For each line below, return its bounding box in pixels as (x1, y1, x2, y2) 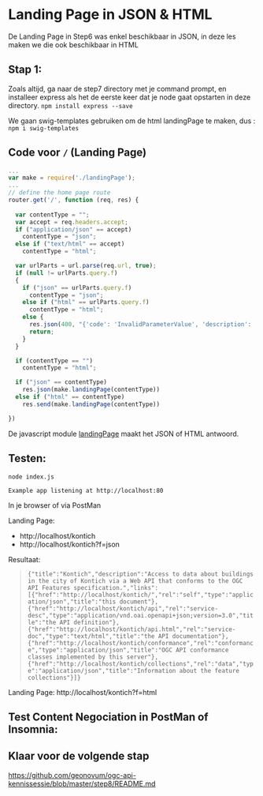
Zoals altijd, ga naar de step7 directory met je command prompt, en (8, 84, 227, 93)
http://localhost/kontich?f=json (19, 539, 120, 549)
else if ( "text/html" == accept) (15, 240, 125, 248)
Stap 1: (8, 63, 43, 77)
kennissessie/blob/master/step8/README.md (8, 779, 156, 788)
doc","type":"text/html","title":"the (27, 632, 155, 640)
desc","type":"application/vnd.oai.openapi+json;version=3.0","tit (27, 611, 254, 619)
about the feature (179, 666, 240, 674)
